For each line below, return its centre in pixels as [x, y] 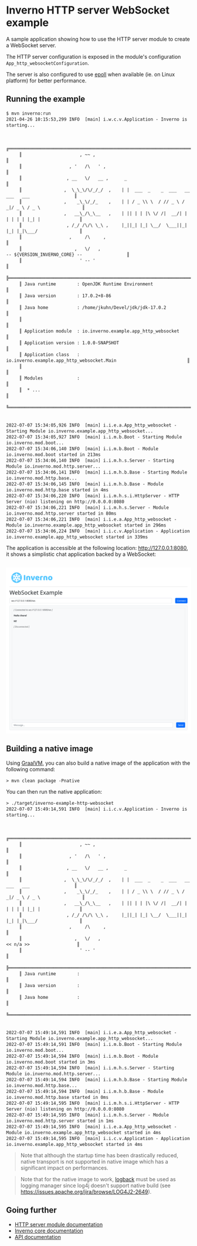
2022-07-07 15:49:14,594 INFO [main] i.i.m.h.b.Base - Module [85, 1091]
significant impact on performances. [64, 1168]
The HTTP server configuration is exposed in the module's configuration [94, 56]
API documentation [38, 1237]
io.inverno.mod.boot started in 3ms [51, 1062]
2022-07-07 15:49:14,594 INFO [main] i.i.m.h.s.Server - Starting [90, 1068]
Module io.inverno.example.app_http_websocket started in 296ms [86, 525]
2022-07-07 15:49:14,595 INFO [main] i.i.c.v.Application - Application [98, 1138]
